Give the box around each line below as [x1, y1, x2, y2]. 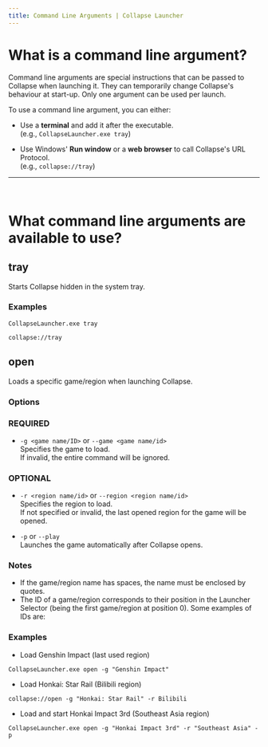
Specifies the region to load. [19, 499, 113, 509]
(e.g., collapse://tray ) [19, 161, 96, 171]
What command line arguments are [8, 212, 246, 230]
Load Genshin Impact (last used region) [19, 650, 150, 659]
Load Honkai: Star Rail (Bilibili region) [19, 679, 142, 689]
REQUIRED [8, 418, 50, 429]
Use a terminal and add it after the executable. [19, 120, 174, 130]
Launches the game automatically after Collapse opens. [19, 540, 203, 550]
